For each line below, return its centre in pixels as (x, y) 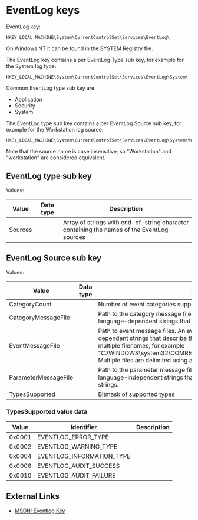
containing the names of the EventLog (115, 230)
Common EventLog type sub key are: (51, 88)
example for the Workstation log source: (55, 129)
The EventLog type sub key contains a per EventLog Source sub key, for (94, 123)
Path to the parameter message (142, 369)
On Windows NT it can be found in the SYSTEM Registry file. (80, 48)
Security (25, 105)
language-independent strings (141, 377)
